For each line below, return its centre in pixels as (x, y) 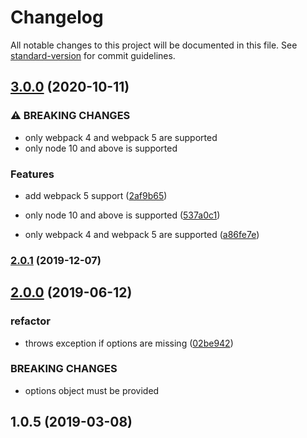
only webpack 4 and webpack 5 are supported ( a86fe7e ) (142, 234)
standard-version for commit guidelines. (93, 55)
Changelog (57, 17)
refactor (30, 321)
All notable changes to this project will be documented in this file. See (154, 45)
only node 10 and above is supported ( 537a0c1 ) (122, 215)
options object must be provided (92, 390)
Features (32, 174)
